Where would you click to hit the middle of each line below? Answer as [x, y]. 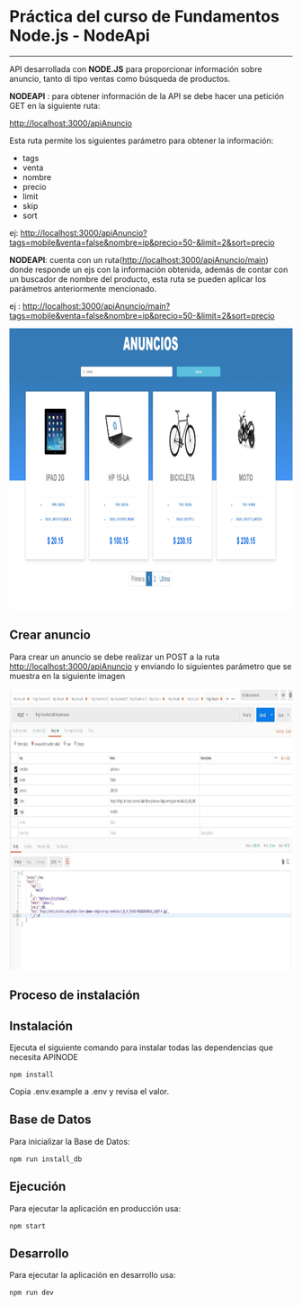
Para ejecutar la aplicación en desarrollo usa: [93, 1275]
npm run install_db [46, 1159]
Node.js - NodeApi [80, 36]
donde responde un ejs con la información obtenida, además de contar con [149, 269]
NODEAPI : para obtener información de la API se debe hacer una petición [147, 95]
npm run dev [31, 1293]
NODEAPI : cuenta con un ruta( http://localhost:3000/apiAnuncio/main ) [139, 259]
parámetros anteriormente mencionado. [83, 288]
